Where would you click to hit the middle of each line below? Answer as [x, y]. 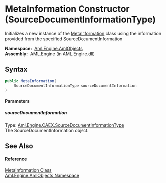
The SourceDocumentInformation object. [47, 130]
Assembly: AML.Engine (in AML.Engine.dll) [50, 54]
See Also [19, 146]
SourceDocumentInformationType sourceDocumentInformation [75, 86]
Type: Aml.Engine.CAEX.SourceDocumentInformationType [65, 125]
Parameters [17, 101]
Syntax [16, 69]
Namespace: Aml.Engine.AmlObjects [44, 48]
